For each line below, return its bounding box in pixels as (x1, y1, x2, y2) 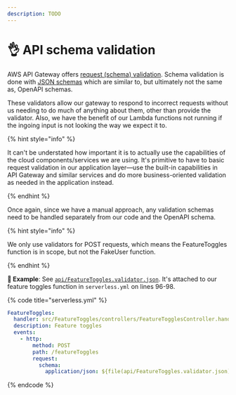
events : (13, 329, 37, 336)
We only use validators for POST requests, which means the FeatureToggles (7, 240, 228, 248)
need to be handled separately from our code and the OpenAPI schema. (7, 212, 216, 221)
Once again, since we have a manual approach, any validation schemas (7, 205, 214, 214)
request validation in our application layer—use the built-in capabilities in (7, 163, 218, 171)
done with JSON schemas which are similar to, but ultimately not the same (7, 77, 223, 86)
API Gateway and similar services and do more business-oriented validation (7, 170, 227, 179)
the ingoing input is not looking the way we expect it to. (7, 121, 167, 129)
